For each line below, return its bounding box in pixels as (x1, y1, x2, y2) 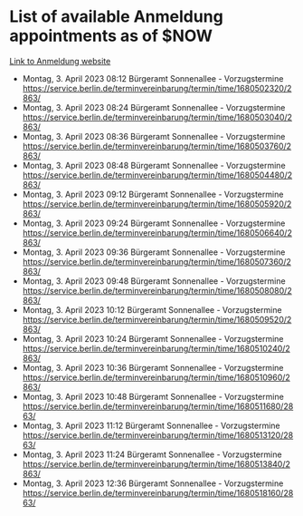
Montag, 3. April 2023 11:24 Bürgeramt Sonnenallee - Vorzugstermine (22, 449, 282, 460)
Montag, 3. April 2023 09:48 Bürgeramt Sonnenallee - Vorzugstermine (22, 275, 287, 287)
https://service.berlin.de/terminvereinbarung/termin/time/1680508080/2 (22, 285, 292, 296)
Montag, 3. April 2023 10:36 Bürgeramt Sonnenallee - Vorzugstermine (22, 362, 284, 373)
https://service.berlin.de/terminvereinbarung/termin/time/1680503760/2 (22, 141, 292, 151)
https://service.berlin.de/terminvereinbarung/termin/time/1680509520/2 (22, 314, 292, 325)
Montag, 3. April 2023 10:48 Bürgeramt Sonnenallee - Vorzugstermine (22, 391, 285, 402)
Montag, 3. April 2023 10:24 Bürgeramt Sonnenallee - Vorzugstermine (22, 333, 284, 344)
